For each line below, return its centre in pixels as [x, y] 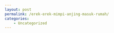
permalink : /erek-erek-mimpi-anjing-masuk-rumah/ [57, 14]
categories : [17, 18]
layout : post [18, 9]
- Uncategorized [30, 23]
